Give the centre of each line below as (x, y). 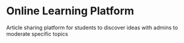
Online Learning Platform (70, 11)
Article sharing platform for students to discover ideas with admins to (92, 27)
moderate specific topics (37, 33)
